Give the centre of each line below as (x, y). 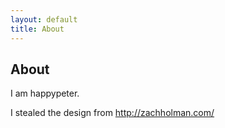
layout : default (44, 19)
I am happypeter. (45, 93)
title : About (37, 29)
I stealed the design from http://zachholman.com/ (112, 113)
